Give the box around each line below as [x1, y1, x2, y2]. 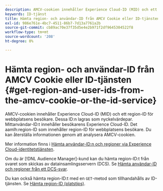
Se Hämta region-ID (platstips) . [23, 180, 86, 186]
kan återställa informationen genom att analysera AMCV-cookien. [5, 132, 136, 138]
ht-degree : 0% [5, 39, 34, 44]
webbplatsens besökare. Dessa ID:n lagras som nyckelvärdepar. [5, 116, 133, 122]
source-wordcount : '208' [5, 35, 55, 39]
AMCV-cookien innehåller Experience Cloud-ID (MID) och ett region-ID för [5, 111, 154, 117]
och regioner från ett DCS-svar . [5, 166, 68, 172]
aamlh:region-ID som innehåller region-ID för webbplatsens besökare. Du [5, 126, 152, 132]
